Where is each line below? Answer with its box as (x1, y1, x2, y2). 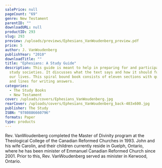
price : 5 (5, 43, 23, 48)
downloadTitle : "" (5, 56, 42, 61)
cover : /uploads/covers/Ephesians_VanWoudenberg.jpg (5, 97, 113, 102)
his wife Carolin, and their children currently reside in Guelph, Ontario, (5, 143, 144, 149)
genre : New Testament (5, 16, 49, 21)
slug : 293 (5, 34, 25, 39)
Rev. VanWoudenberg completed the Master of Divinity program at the (5, 132, 145, 138)
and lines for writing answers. (9, 79, 75, 84)
